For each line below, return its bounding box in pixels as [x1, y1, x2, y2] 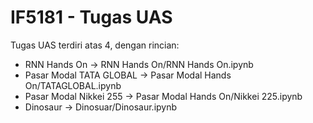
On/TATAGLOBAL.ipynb [24, 79, 122, 91]
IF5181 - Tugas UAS [10, 6, 173, 29]
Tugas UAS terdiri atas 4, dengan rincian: [10, 39, 180, 51]
